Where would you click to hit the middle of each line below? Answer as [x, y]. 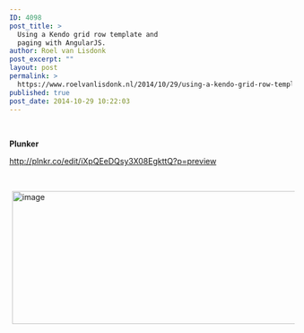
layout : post [34, 68]
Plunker [24, 144]
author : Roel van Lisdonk [57, 51]
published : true [39, 92]
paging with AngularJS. [61, 43]
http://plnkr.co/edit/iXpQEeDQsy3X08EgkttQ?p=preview [113, 162]
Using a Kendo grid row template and [88, 34]
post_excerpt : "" [42, 59]
